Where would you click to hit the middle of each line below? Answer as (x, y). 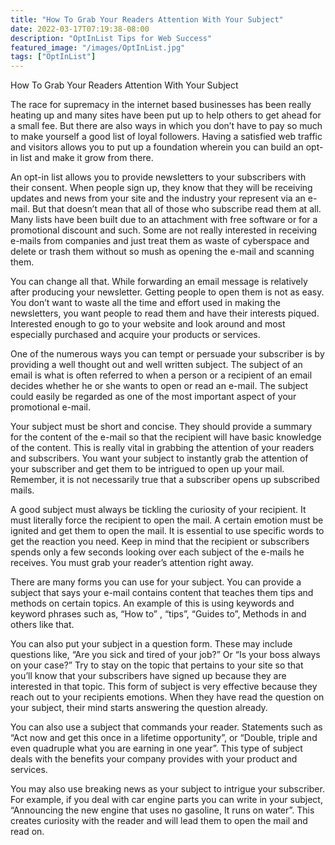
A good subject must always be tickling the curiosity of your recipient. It (158, 510)
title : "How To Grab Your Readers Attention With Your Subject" (147, 19)
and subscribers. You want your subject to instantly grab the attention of (159, 458)
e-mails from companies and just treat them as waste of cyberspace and (160, 241)
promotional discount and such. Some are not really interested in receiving (164, 230)
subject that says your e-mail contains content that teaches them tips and (162, 593)
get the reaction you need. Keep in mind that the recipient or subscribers (160, 542)
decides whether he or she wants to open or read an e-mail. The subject (159, 386)
